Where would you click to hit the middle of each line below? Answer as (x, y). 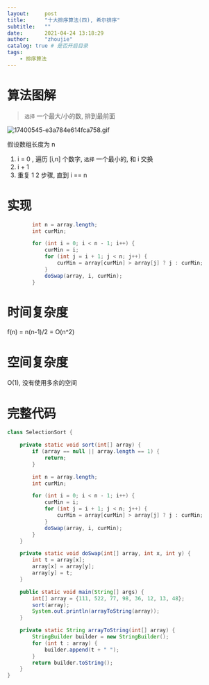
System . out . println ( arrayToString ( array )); (96, 611)
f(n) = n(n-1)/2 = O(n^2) (41, 332)
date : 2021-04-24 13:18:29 (56, 33)
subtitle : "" (29, 26)
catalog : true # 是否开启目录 (48, 46)
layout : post (32, 14)
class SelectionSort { (40, 432)
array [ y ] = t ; (52, 573)
